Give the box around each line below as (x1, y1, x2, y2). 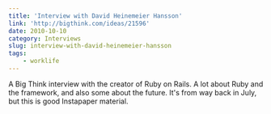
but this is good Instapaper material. (8, 96, 129, 106)
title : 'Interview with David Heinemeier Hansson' (8, 11, 183, 20)
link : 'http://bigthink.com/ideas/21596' (8, 19, 150, 27)
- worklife (23, 57, 60, 65)
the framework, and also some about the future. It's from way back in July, (8, 87, 257, 97)
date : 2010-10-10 (8, 27, 67, 35)
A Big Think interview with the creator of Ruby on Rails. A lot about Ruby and (8, 78, 264, 89)
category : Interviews (8, 34, 82, 43)
